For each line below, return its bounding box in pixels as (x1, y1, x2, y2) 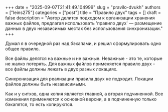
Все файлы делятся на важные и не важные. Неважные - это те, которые (5, 55, 163, 61)
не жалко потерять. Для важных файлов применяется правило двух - (5, 61, 155, 66)
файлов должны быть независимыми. (5, 81, 86, 87)
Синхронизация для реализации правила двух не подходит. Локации (5, 76, 153, 81)
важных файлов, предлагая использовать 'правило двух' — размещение (5, 20, 162, 26)
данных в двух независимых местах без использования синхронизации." (5, 25, 163, 31)
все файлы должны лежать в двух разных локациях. (5, 66, 118, 72)
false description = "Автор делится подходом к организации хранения (5, 15, 155, 20)
